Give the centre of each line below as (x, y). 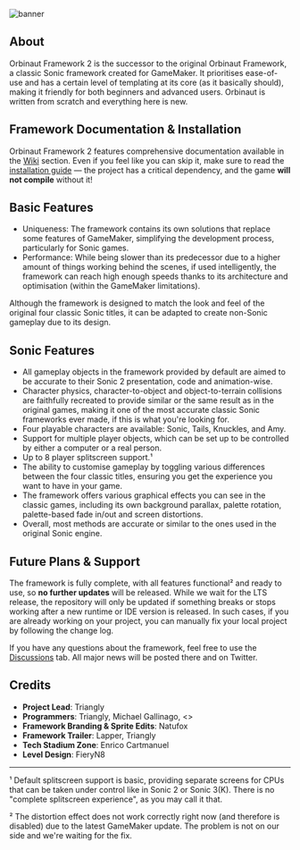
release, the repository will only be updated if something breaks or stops (143, 602)
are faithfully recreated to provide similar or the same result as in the (148, 400)
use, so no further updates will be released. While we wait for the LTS (138, 593)
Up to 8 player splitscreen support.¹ (87, 458)
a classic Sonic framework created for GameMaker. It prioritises (126, 72)
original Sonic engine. (62, 534)
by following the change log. (62, 631)
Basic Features (51, 208)
